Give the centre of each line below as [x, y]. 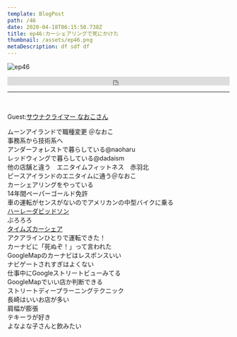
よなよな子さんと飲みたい [44, 326]
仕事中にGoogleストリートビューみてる [64, 273]
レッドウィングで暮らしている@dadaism [66, 158]
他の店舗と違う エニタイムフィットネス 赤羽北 [78, 167]
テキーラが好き [29, 317]
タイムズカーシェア [35, 229]
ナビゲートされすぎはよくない [50, 264]
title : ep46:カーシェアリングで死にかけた [63, 34]
